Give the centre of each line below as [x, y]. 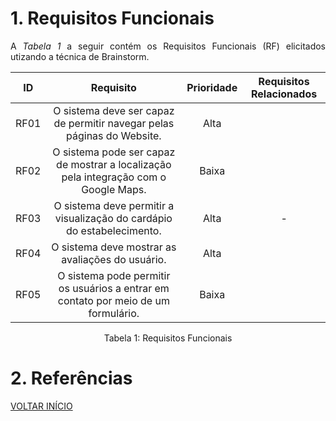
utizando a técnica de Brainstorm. [80, 56]
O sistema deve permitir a [114, 205]
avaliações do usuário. [114, 259]
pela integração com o [114, 177]
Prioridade [212, 87]
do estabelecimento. [113, 230]
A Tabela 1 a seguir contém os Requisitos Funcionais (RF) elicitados [168, 46]
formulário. [114, 313]
